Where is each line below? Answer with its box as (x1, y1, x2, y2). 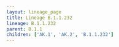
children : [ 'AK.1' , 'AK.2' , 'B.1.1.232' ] (6, 32, 114, 38)
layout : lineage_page (6, 9, 62, 15)
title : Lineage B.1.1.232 (6, 15, 72, 21)
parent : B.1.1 (6, 26, 43, 32)
